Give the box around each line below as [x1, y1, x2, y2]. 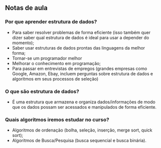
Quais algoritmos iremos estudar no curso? [5, 116, 109, 123]
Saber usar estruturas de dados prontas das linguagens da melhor [12, 45, 145, 50]
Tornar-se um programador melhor [12, 55, 82, 61]
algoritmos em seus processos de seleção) [12, 76, 99, 82]
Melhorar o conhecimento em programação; [12, 60, 101, 66]
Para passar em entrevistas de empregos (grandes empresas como [12, 66, 147, 71]
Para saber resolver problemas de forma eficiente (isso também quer [12, 29, 151, 35]
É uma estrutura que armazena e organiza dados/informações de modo [12, 99, 156, 105]
